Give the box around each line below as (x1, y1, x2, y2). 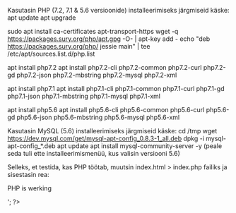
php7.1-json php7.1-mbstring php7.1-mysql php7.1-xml (7, 92, 161, 100)
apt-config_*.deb (7, 142, 56, 150)
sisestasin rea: (7, 171, 49, 178)
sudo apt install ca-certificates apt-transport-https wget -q (7, 28, 179, 35)
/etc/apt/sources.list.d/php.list (7, 49, 95, 58)
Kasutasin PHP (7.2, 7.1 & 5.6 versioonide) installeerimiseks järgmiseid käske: (7, 6, 230, 14)
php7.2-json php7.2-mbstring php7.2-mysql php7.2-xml (16, 71, 177, 79)
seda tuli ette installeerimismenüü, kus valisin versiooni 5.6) (7, 150, 180, 157)
